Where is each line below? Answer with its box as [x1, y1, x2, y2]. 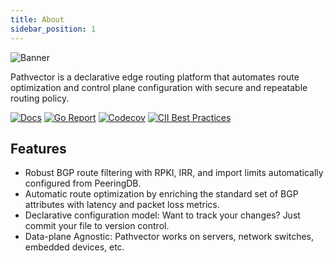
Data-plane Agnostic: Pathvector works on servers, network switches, [24, 231, 315, 243]
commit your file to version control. [24, 220, 170, 232]
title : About [10, 14, 65, 25]
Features [10, 140, 67, 157]
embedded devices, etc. [24, 241, 125, 253]
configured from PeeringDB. [24, 177, 142, 190]
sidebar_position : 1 [10, 24, 97, 34]
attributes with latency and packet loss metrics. [24, 199, 220, 211]
